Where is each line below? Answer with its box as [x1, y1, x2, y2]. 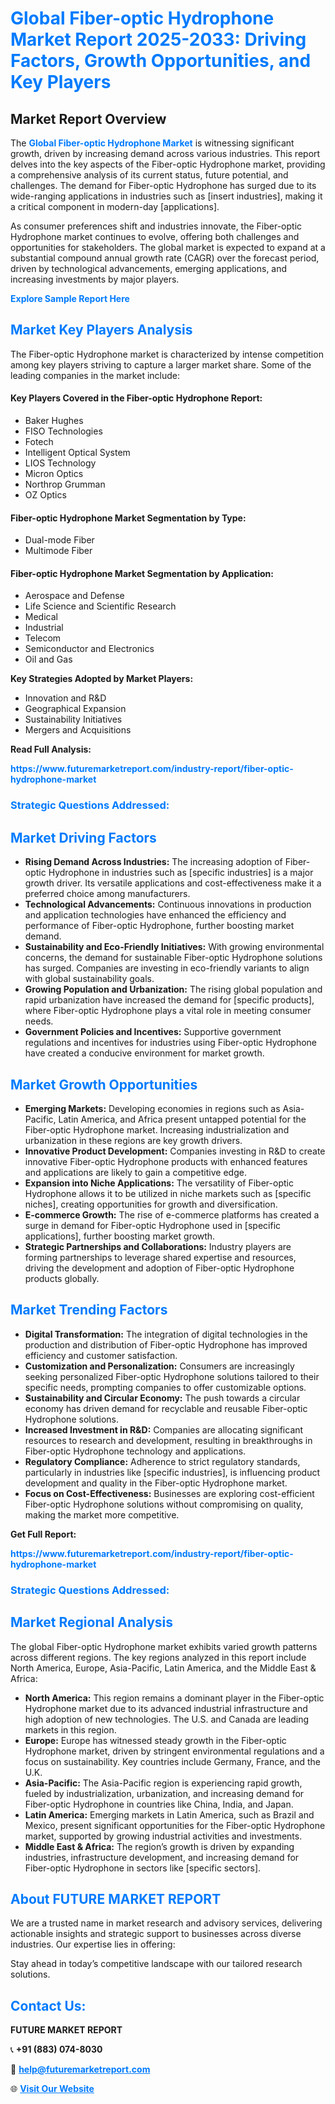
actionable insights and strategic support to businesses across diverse [10, 1928, 302, 1940]
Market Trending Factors [10, 1302, 168, 1319]
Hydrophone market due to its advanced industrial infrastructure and [24, 1702, 308, 1714]
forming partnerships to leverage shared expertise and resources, [24, 1251, 297, 1263]
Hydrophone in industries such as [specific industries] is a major [48, 867, 314, 879]
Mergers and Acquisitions [24, 724, 132, 736]
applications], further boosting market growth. [24, 1230, 216, 1242]
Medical [24, 611, 58, 623]
